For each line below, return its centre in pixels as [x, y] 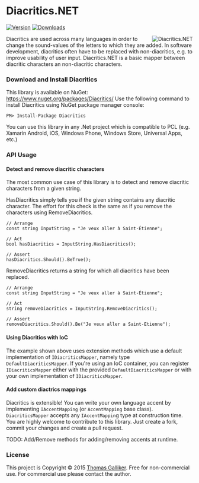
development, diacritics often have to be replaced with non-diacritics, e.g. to [99, 51]
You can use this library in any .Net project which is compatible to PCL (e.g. [98, 127]
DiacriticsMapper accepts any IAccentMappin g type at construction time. [95, 415]
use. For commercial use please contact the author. [69, 474]
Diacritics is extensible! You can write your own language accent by [89, 402]
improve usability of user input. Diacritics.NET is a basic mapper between [96, 58]
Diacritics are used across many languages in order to [72, 39]
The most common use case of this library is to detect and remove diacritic [98, 182]
